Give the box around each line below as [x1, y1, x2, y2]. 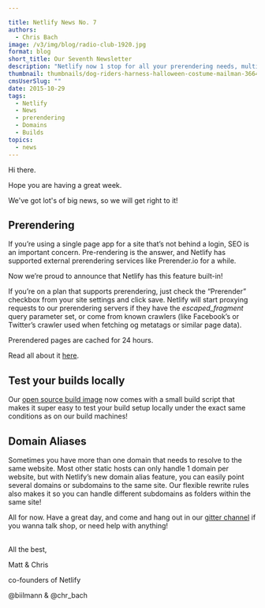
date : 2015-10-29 [8, 84, 65, 92]
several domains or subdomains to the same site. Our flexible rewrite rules [8, 480, 250, 490]
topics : [8, 136, 34, 144]
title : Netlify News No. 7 [8, 18, 97, 26]
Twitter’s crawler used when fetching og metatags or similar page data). [8, 321, 242, 330]
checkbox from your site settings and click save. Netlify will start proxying [8, 295, 248, 305]
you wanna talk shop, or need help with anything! [8, 520, 168, 530]
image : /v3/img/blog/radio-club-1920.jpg [8, 40, 147, 48]
